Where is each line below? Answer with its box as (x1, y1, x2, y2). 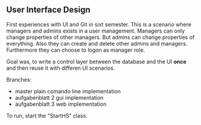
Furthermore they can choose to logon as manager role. (6, 46, 145, 53)
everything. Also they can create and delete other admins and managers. (6, 40, 188, 47)
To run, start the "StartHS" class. (6, 112, 88, 119)
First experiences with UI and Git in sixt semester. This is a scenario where (6, 20, 192, 28)
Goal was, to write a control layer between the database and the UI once (6, 58, 187, 65)
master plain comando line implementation (14, 87, 121, 95)
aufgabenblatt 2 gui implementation (14, 94, 104, 101)
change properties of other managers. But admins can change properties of (6, 33, 195, 41)
